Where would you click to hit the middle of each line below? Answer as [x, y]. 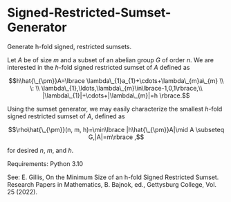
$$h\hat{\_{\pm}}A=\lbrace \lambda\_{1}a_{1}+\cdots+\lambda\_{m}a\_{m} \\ [116, 80]
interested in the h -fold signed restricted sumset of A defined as [99, 67]
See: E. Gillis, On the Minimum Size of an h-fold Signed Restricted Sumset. [113, 177]
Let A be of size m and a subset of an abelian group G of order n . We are [111, 59]
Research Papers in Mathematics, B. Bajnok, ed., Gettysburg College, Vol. [112, 184]
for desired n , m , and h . [40, 150]
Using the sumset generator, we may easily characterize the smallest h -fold [115, 109]
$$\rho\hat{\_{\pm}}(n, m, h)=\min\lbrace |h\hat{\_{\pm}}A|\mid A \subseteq [116, 129]
